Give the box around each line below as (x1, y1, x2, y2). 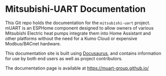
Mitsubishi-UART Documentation (5, 3, 146, 15)
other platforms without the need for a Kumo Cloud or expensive (5, 36, 138, 41)
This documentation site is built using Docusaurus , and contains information (5, 50, 162, 56)
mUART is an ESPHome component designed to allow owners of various (5, 25, 154, 31)
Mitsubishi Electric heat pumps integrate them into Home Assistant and (5, 30, 151, 36)
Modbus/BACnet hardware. (5, 40, 61, 46)
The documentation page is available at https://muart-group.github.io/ (5, 65, 149, 71)
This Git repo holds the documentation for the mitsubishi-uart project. (5, 20, 151, 26)
